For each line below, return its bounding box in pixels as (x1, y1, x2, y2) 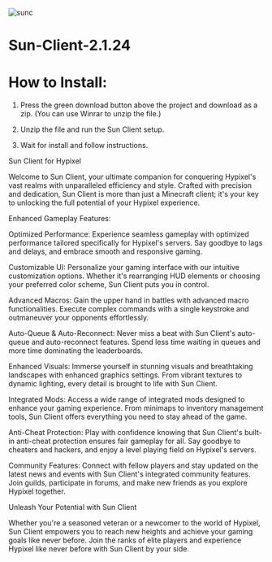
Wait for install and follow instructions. (19, 141, 149, 150)
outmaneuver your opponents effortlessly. (8, 313, 149, 323)
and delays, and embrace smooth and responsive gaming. (8, 246, 203, 256)
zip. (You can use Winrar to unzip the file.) (19, 109, 162, 119)
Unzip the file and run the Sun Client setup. (19, 124, 165, 134)
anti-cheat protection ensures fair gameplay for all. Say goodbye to (15, 436, 241, 447)
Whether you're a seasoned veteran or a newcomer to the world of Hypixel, (8, 518, 261, 528)
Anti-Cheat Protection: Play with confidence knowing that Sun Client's (8, 428, 243, 438)
